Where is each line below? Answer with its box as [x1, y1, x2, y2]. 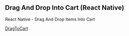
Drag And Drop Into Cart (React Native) [5, 4, 125, 12]
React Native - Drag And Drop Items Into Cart [5, 16, 95, 22]
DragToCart [5, 26, 28, 31]
